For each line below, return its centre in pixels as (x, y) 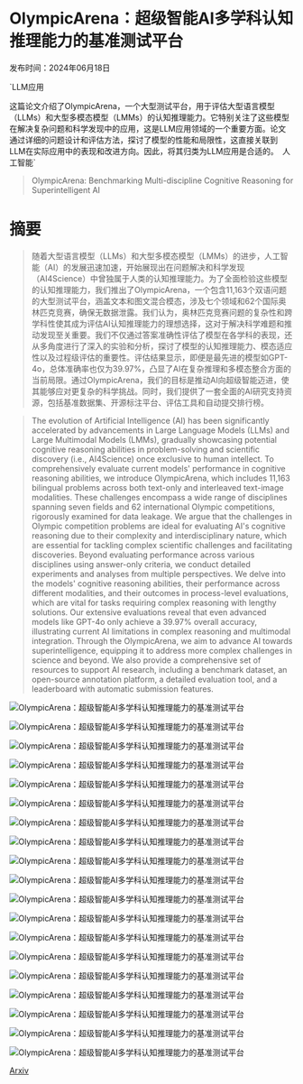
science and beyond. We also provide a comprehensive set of (146, 660)
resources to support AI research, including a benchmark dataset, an (159, 669)
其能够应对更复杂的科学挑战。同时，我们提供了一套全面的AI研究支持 (158, 391)
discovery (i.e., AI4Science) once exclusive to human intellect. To (153, 459)
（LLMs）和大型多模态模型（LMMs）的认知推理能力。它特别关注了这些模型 (150, 117)
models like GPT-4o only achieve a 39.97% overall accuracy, (144, 621)
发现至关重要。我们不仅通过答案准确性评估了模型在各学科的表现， (162, 335)
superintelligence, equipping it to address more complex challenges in (162, 650)
